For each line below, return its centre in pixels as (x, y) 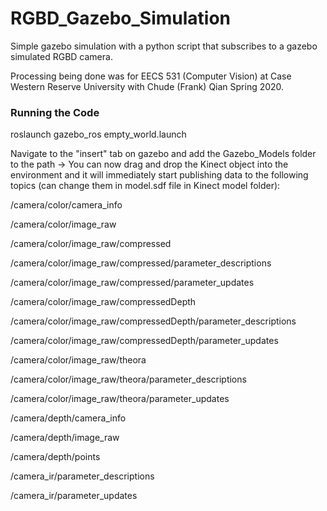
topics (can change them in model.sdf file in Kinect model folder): (145, 186)
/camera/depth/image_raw (65, 438)
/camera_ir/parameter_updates (74, 496)
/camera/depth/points (55, 457)
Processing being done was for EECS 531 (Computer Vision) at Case (151, 76)
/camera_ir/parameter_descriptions (82, 476)
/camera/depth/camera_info (68, 418)
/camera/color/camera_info (66, 205)
